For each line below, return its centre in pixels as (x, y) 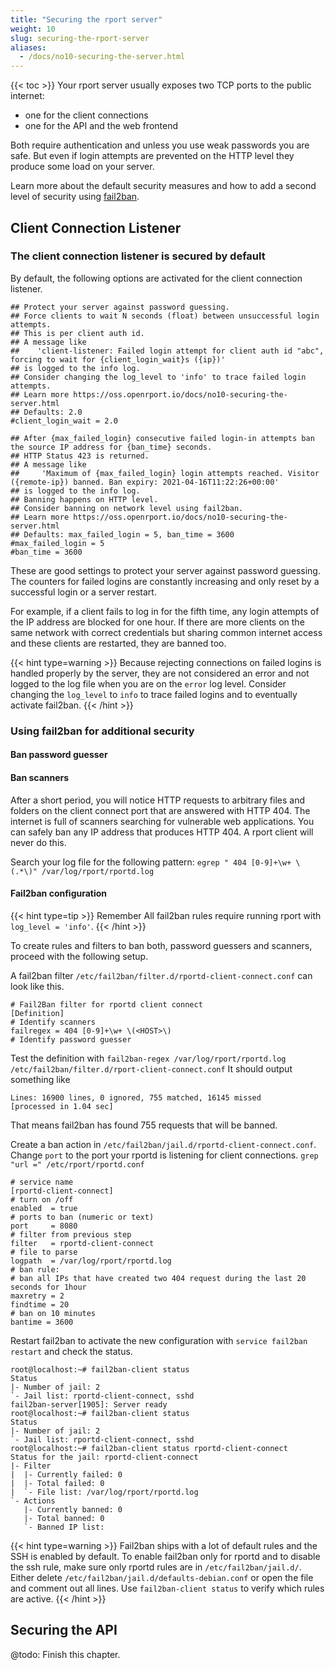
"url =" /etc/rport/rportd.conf (77, 1164)
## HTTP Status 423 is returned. (80, 456)
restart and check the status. (71, 1351)
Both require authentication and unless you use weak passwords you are (160, 145)
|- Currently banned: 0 (73, 1509)
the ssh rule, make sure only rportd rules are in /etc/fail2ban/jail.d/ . (156, 1567)
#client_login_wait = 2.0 (64, 421)
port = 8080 (44, 1226)
